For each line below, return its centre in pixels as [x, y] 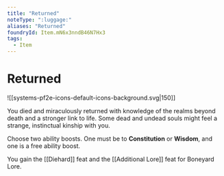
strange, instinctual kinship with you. [59, 125]
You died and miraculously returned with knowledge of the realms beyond [111, 111]
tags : [15, 39]
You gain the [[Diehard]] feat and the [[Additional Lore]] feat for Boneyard [111, 159]
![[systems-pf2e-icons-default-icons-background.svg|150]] [91, 98]
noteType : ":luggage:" [39, 20]
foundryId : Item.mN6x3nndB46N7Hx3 [57, 32]
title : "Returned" [33, 13]
